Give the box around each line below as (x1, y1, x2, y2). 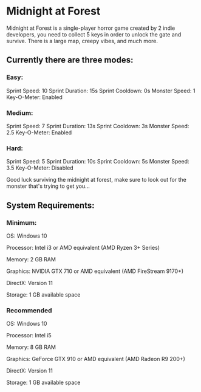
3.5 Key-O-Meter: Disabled (6, 164, 74, 171)
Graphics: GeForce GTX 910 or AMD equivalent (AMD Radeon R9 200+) (6, 356, 185, 363)
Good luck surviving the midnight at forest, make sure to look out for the (6, 176, 186, 184)
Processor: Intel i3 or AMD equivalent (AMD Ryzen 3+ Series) (6, 244, 160, 251)
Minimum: (6, 218, 37, 227)
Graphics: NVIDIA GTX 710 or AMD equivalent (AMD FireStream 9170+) (6, 267, 184, 275)
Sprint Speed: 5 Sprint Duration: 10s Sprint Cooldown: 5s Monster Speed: (6, 158, 189, 165)
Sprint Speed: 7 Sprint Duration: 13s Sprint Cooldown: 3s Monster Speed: (6, 122, 189, 129)
